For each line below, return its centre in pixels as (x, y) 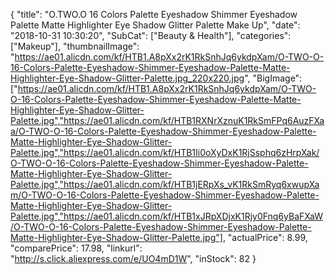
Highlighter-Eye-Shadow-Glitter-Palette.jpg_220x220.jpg (127, 78)
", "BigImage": (273, 78)
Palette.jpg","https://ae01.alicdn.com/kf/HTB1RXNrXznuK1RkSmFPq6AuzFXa (167, 120)
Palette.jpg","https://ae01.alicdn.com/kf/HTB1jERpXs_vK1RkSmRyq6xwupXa (165, 184)
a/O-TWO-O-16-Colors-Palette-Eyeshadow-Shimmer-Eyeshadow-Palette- (163, 131)
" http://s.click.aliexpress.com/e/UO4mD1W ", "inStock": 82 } (133, 258)
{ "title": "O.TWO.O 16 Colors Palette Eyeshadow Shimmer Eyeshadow (154, 14)
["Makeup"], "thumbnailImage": (75, 46)
